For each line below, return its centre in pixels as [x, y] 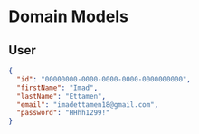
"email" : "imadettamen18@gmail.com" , [88, 105]
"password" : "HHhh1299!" [63, 113]
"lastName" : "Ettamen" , [61, 96]
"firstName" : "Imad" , [57, 88]
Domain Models [68, 17]
